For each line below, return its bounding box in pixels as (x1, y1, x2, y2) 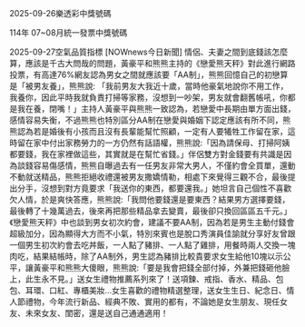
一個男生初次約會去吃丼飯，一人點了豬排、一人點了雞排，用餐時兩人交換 (9, 240, 280, 250)
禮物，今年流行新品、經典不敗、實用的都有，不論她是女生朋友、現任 (25, 296, 280, 307)
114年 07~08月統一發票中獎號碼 (9, 27, 128, 38)
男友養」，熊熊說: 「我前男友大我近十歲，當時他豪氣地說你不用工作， (33, 81, 289, 91)
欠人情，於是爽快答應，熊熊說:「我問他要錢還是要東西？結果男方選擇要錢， (9, 194, 290, 204)
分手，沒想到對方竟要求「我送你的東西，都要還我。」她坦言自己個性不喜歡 (16, 183, 292, 193)
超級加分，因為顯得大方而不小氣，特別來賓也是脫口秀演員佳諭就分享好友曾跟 (9, 228, 296, 239)
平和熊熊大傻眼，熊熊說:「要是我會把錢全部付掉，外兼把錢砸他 (48, 263, 283, 272)
